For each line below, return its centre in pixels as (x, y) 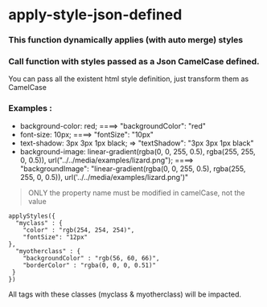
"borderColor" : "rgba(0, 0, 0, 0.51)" (90, 265)
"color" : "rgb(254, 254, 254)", (79, 230)
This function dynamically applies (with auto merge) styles (126, 40)
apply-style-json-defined (95, 15)
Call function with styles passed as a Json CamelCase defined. (134, 62)
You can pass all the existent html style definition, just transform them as (129, 79)
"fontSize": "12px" (55, 237)
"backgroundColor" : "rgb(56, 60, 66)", (91, 258)
